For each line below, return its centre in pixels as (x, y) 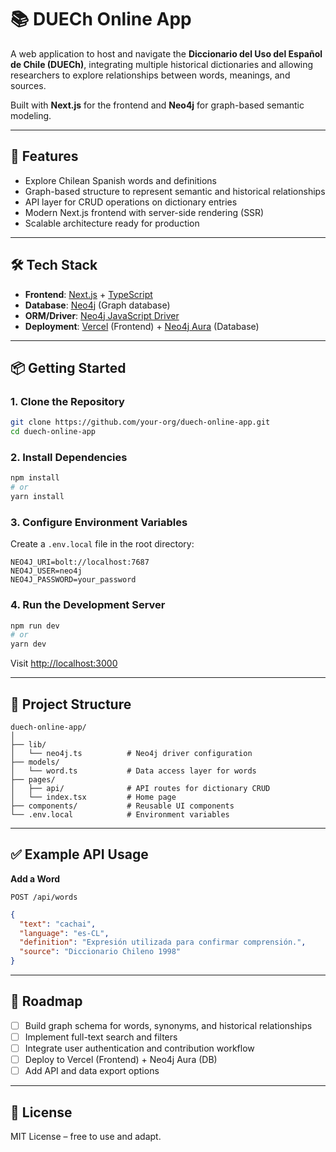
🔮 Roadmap (46, 1001)
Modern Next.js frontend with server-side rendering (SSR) (144, 212)
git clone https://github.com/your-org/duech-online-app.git (140, 422)
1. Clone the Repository (67, 401)
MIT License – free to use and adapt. (86, 1136)
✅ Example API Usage (79, 854)
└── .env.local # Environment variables (120, 814)
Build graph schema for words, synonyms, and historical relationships (168, 1025)
